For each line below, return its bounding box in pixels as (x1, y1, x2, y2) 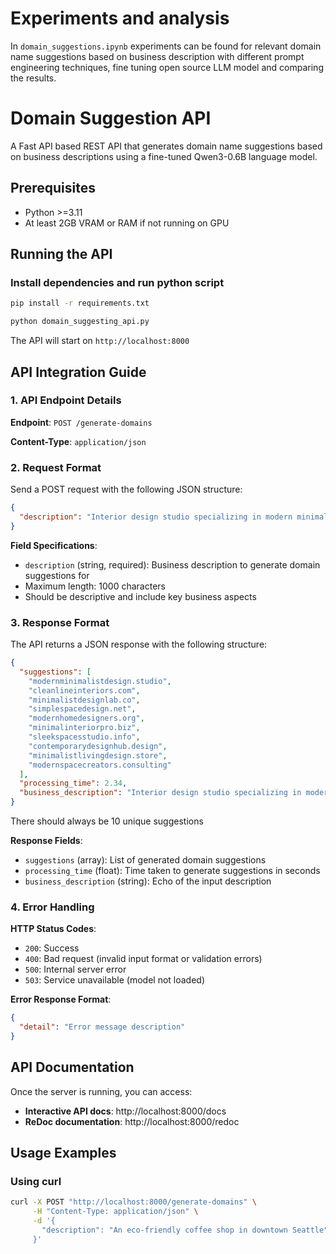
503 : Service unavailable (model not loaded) (24, 974, 206, 986)
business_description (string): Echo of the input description (24, 875, 272, 887)
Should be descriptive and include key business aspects (24, 590, 257, 602)
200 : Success (24, 942, 80, 954)
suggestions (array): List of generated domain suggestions (24, 854, 267, 866)
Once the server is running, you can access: (10, 1085, 193, 1097)
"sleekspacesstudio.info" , (28, 732, 141, 742)
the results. (10, 72, 57, 84)
